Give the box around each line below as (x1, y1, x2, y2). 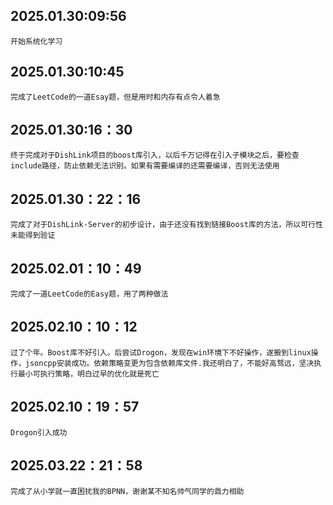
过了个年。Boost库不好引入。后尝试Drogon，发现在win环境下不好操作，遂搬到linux (10, 347, 312, 358)
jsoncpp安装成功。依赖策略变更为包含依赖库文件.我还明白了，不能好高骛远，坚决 (24, 358, 315, 368)
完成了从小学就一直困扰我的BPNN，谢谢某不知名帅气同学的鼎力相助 (10, 486, 245, 496)
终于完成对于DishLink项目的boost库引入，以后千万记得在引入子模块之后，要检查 (10, 150, 300, 161)
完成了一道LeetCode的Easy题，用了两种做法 (10, 289, 169, 299)
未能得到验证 (10, 230, 56, 241)
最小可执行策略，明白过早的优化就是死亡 (17, 369, 160, 379)
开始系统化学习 (10, 36, 63, 46)
